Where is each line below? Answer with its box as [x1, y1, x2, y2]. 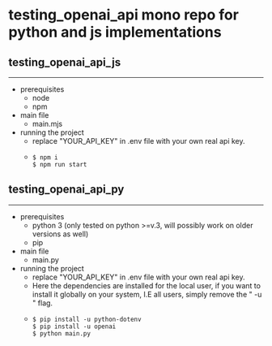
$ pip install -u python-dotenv [32, 315, 142, 323]
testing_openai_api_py [8, 183, 125, 197]
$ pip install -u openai [32, 322, 117, 331]
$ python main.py [32, 329, 91, 338]
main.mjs [32, 119, 63, 128]
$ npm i [32, 154, 58, 162]
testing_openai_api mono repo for [8, 6, 239, 24]
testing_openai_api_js [8, 55, 121, 69]
